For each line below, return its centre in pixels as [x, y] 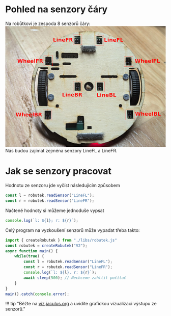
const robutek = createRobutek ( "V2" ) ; [46, 246]
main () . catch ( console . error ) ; [37, 294]
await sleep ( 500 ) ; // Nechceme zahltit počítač [75, 278]
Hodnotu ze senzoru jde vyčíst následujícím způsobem [63, 186]
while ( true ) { [29, 256]
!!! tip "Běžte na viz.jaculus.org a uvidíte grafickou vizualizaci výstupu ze [81, 304]
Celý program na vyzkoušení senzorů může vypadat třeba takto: [73, 230]
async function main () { [32, 251]
